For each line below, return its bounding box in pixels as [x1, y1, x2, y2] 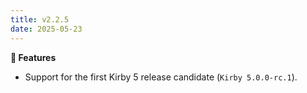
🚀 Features [10, 51, 57, 63]
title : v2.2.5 [10, 14, 70, 25]
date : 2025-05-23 [10, 24, 83, 34]
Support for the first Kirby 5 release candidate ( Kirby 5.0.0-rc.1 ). [24, 71, 298, 83]
